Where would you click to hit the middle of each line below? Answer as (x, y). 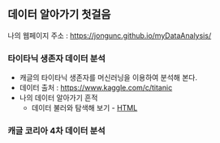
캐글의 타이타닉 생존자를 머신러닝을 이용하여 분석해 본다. (108, 78)
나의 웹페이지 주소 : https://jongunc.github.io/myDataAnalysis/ (110, 36)
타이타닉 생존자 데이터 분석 (57, 58)
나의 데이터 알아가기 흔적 (58, 98)
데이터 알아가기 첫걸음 (59, 15)
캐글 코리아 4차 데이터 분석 (57, 131)
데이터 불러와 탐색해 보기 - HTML (84, 108)
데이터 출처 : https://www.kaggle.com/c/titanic (96, 88)
